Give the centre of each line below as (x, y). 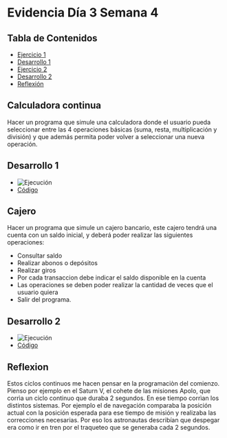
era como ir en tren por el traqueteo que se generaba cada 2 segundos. (109, 428)
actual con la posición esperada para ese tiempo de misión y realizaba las (112, 413)
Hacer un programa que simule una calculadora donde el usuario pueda (109, 122)
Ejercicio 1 (31, 54)
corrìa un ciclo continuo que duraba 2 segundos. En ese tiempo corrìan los (113, 398)
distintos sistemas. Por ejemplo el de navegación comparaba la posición (109, 406)
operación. (22, 144)
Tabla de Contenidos (52, 38)
